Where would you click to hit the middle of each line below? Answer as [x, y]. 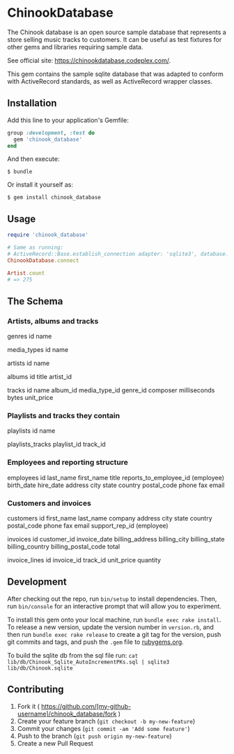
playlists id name [31, 431]
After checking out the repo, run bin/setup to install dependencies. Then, [112, 599]
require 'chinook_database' [48, 235]
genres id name [30, 337]
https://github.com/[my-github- [86, 706]
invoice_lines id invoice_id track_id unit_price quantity [84, 560]
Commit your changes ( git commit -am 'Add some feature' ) [103, 728]
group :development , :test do [51, 133]
